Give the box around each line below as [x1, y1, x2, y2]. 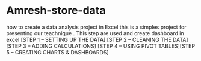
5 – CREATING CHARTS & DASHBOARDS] [6, 48, 110, 56]
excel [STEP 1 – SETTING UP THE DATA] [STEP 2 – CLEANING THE [6, 36, 172, 43]
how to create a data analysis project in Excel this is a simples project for [6, 23, 187, 30]
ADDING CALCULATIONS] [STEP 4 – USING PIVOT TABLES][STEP [31, 42, 196, 50]
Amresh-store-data [6, 4, 106, 17]
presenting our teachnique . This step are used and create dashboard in [6, 29, 185, 36]
